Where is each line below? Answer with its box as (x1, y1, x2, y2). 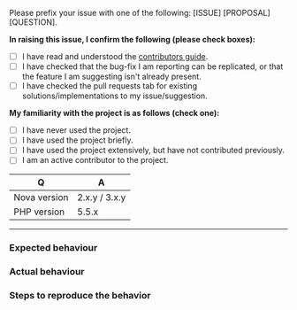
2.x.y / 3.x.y (76, 191, 126, 204)
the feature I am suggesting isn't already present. (21, 71, 202, 82)
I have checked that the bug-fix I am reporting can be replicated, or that (21, 61, 284, 72)
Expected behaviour (9, 242, 98, 254)
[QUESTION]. (9, 17, 57, 27)
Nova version (13, 191, 69, 204)
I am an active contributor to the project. (21, 155, 169, 166)
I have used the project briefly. (21, 135, 133, 145)
